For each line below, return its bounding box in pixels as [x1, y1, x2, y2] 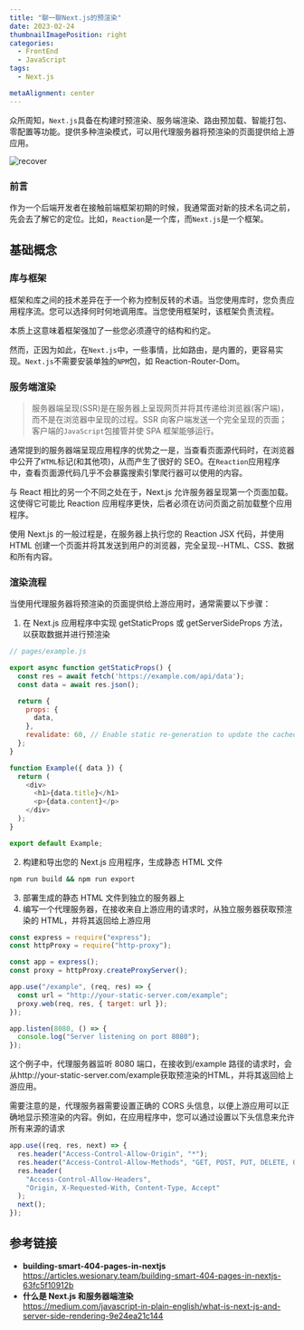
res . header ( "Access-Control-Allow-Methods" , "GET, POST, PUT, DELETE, [17, 1158, 290, 1167]
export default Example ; [9, 839, 103, 848]
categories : [9, 38, 54, 48]
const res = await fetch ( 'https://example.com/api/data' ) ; [17, 672, 245, 681]
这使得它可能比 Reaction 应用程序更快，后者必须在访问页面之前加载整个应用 [9, 498, 292, 509]
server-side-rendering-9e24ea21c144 [22, 1310, 164, 1321]
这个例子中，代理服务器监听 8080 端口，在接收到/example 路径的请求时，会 [9, 1058, 292, 1070]
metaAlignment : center [9, 88, 95, 98]
